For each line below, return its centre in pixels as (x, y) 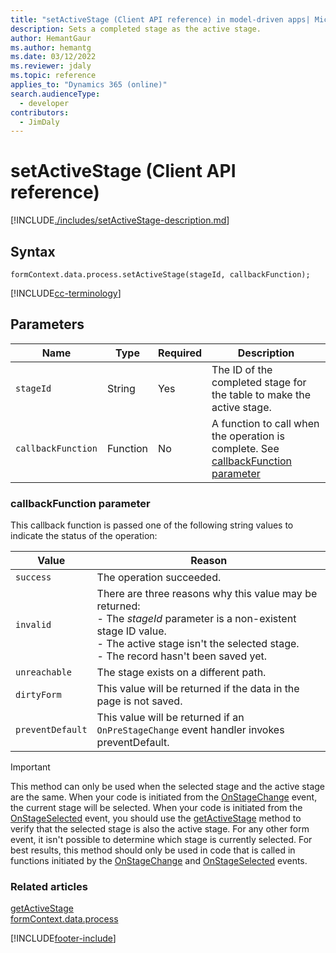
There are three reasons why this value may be (207, 594)
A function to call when (265, 423)
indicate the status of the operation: (84, 536)
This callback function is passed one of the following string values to (152, 525)
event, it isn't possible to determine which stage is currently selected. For (161, 840)
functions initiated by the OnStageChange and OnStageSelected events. (159, 861)
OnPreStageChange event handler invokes (190, 730)
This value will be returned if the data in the (198, 689)
